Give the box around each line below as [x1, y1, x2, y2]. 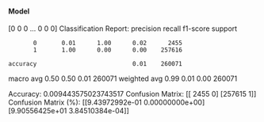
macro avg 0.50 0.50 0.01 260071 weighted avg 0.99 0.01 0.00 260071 [8, 74, 238, 83]
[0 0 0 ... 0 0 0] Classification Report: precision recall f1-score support [8, 24, 238, 33]
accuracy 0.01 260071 [8, 60, 182, 68]
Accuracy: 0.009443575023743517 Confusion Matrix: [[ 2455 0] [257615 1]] [8, 90, 257, 99]
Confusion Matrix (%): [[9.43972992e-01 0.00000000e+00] [8, 97, 205, 107]
